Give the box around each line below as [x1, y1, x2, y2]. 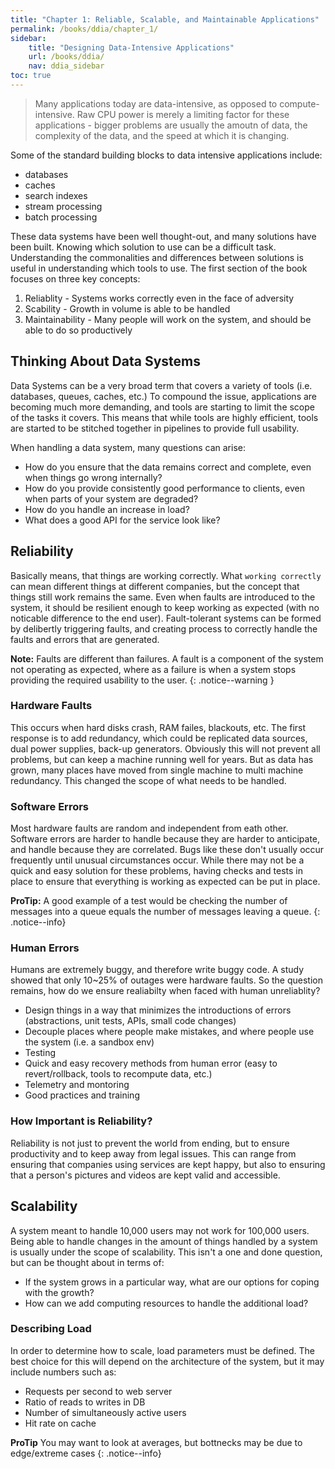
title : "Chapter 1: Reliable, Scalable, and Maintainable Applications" [10, 14, 320, 25]
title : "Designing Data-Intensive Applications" [28, 42, 235, 53]
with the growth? [24, 1286, 95, 1298]
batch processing [24, 211, 98, 223]
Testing [24, 1047, 57, 1059]
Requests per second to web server [24, 1385, 173, 1397]
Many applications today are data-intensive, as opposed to [34, 97, 278, 110]
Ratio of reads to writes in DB [24, 1396, 146, 1408]
